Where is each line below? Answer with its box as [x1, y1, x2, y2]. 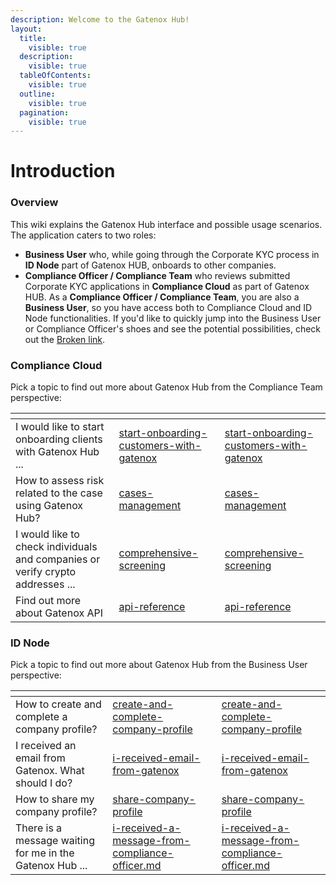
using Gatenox [15, 499, 84, 513]
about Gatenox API [15, 606, 103, 620]
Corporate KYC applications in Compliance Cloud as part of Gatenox [24, 280, 310, 292]
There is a [15, 821, 63, 835]
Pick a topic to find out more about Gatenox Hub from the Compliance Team [10, 381, 323, 393]
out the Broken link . [24, 333, 106, 345]
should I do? [15, 776, 73, 790]
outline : [19, 89, 56, 99]
